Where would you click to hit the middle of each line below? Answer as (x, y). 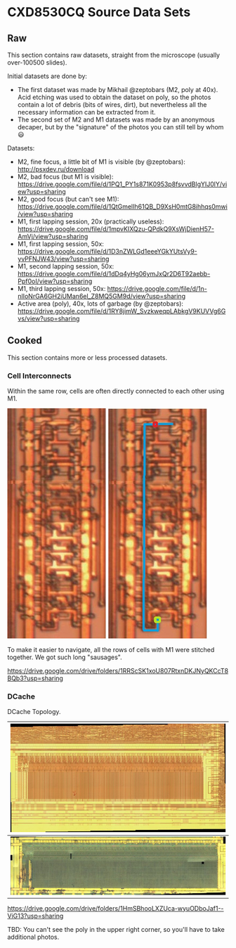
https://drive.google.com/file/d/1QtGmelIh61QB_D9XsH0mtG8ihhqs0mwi (123, 207)
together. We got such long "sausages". (65, 657)
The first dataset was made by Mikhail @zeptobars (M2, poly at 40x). (118, 90)
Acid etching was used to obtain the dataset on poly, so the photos (114, 97)
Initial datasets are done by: (47, 76)
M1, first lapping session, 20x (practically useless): (91, 221)
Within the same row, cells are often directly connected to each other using (116, 391)
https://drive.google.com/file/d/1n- (157, 288)
